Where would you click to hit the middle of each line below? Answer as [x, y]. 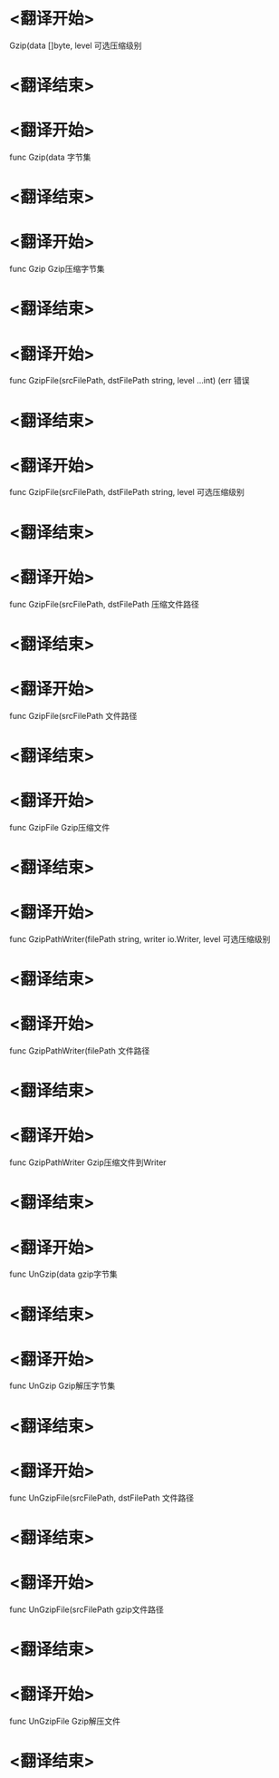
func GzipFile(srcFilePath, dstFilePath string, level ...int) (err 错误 [130, 381]
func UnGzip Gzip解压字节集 [63, 1386]
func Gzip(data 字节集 [50, 157]
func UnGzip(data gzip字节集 [63, 1274]
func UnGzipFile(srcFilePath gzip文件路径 [87, 1609]
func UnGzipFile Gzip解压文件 [65, 1721]
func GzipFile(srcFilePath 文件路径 [73, 715]
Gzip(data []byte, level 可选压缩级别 [76, 45]
